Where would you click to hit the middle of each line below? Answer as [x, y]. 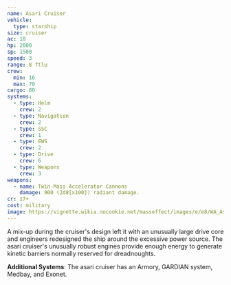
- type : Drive [33, 155]
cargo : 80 [21, 90]
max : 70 [24, 84]
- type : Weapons [36, 167]
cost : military [29, 206]
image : [16, 212]
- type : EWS [31, 142]
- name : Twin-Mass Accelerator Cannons [70, 187]
